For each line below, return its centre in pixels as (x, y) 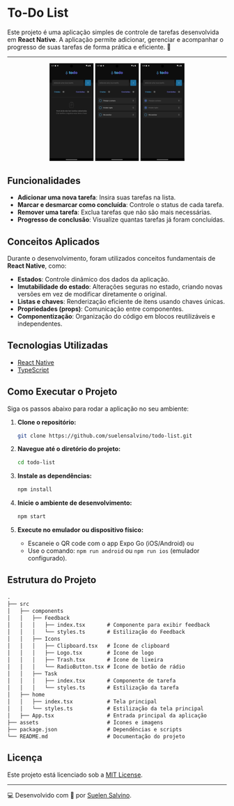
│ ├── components (36, 611)
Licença (25, 758)
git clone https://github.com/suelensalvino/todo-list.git (105, 436)
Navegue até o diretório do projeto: (69, 449)
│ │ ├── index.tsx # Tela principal (82, 701)
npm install (34, 489)
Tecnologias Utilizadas (58, 345)
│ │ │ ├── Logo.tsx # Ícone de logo (81, 653)
